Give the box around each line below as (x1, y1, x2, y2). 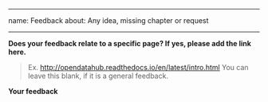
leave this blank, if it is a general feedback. (27, 71, 169, 80)
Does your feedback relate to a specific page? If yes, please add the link (8, 39, 251, 48)
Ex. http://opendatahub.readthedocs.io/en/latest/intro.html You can (27, 63, 249, 72)
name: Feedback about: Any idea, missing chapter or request (8, 16, 209, 25)
